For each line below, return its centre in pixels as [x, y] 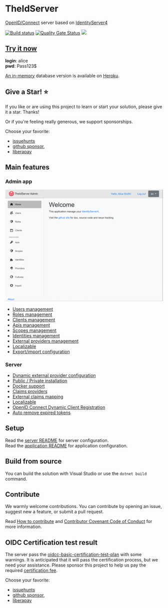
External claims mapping [38, 396]
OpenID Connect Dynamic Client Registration [59, 407]
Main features [27, 167]
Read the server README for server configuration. [57, 440]
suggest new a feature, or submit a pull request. [54, 512]
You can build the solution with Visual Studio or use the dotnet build [76, 473]
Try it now [21, 49]
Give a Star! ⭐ [27, 92]
